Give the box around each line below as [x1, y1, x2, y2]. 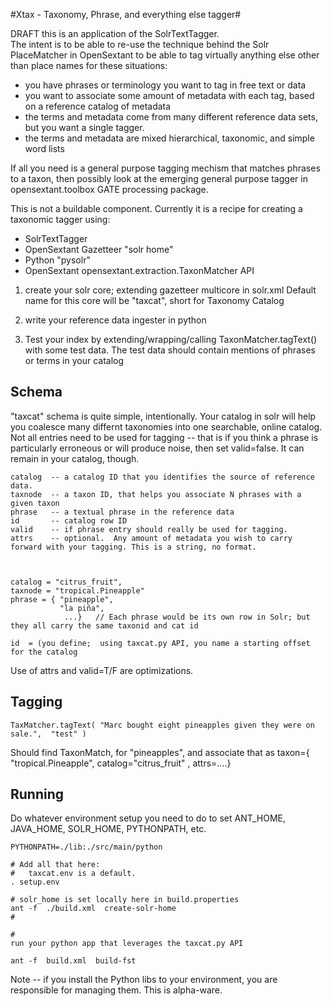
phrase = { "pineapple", [10, 594, 114, 604]
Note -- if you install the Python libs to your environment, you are [10, 974, 278, 986]
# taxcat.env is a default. [10, 869, 137, 879]
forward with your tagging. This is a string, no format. [10, 542, 257, 552]
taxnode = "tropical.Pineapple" [10, 585, 145, 596]
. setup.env [10, 877, 60, 888]
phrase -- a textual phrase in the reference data [10, 507, 235, 517]
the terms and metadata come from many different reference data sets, [24, 111, 318, 123]
